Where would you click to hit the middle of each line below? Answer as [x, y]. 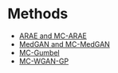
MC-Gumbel [39, 52]
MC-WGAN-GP [44, 61]
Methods [38, 14]
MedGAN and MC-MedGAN [65, 44]
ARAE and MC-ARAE [53, 36]
